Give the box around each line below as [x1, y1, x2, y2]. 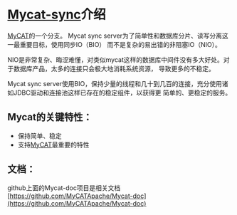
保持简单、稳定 [17, 131, 62, 140]
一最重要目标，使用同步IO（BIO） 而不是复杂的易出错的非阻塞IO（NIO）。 [7, 40, 222, 48]
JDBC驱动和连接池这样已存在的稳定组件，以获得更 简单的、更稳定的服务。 [13, 88, 232, 97]
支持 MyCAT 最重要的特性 [17, 140, 90, 149]
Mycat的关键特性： [7, 111, 93, 123]
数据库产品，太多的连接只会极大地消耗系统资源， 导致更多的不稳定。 [13, 64, 215, 73]
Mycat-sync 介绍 [7, 6, 107, 23]
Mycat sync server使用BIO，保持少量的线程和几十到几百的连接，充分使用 [7, 79, 222, 88]
